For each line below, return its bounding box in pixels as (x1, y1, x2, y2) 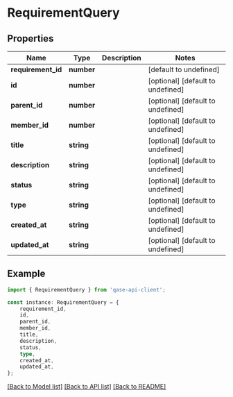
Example (7, 268, 46, 280)
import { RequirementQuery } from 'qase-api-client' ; (7, 286, 166, 293)
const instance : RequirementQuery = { (7, 298, 119, 306)
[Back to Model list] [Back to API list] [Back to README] (7, 382, 166, 391)
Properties (7, 33, 54, 44)
